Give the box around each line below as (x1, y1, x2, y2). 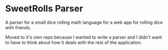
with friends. (5, 24, 32, 30)
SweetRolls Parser (5, 3, 83, 14)
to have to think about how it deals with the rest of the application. (5, 39, 142, 45)
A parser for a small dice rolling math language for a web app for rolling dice (5, 19, 163, 25)
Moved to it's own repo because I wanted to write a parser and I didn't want (5, 34, 162, 40)
